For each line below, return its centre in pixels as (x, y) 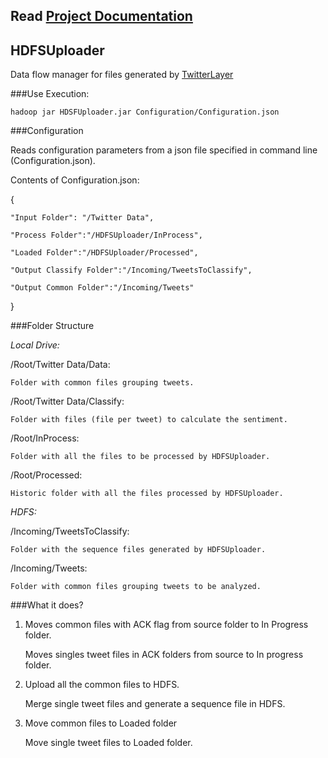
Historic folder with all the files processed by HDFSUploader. (147, 494)
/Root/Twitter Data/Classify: (67, 401)
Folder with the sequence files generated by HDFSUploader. (138, 550)
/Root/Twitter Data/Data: (60, 365)
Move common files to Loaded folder (101, 723)
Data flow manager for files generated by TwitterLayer (122, 75)
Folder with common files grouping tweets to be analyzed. (136, 587)
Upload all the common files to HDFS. (102, 685)
